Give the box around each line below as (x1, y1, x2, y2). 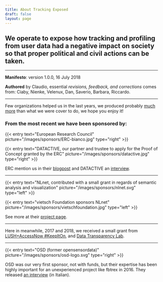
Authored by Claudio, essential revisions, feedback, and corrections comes (5, 84, 157, 90)
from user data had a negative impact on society (5, 42, 154, 50)
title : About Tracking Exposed (5, 7, 68, 12)
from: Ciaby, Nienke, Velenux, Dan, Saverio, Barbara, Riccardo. (5, 89, 130, 95)
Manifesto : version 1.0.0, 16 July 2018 (5, 74, 81, 80)
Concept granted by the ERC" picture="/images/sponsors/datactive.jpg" (5, 151, 149, 157)
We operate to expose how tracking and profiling (5, 34, 156, 42)
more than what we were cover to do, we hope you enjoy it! (5, 108, 124, 114)
